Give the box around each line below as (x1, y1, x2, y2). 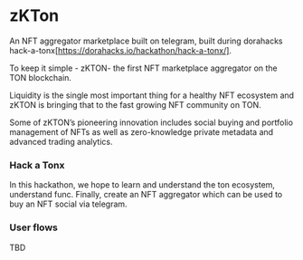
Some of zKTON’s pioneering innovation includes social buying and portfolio (9, 117, 294, 128)
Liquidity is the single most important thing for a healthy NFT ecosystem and (9, 90, 295, 101)
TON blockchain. (9, 72, 72, 82)
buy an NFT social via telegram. (9, 198, 128, 209)
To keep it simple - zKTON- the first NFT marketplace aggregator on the (9, 63, 278, 73)
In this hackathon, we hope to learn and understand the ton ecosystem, (9, 179, 276, 190)
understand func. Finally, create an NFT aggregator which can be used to (9, 189, 283, 200)
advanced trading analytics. (9, 136, 113, 147)
